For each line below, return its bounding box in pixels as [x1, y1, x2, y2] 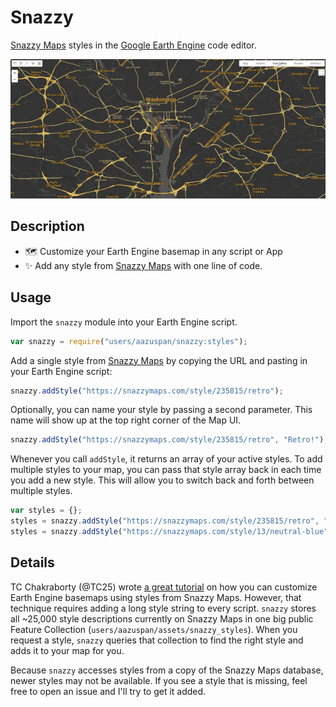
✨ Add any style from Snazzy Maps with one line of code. [24, 259, 263, 271]
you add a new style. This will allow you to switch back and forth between [10, 474, 315, 486]
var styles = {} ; [10, 506, 83, 516]
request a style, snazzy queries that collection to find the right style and [10, 634, 304, 646]
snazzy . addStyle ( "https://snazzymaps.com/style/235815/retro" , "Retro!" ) [10, 435, 325, 445]
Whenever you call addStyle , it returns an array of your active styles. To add [10, 453, 323, 465]
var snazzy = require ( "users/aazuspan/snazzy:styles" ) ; [10, 336, 248, 346]
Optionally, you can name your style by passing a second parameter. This [10, 404, 313, 416]
